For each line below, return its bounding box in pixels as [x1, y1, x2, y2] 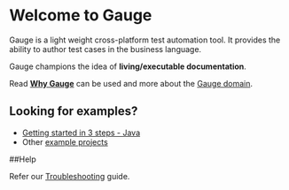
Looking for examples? [9, 103, 138, 119]
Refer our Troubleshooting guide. [9, 171, 130, 181]
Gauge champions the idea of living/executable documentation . [9, 61, 246, 72]
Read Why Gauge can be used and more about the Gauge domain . [9, 78, 254, 88]
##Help [9, 154, 37, 164]
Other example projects [21, 136, 108, 147]
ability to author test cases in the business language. [9, 43, 202, 54]
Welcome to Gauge [9, 5, 152, 26]
